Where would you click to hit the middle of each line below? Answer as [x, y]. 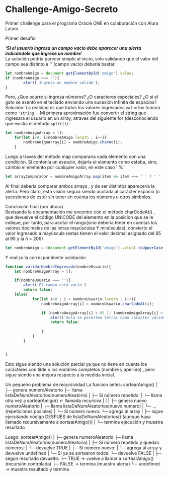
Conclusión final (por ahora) [34, 206]
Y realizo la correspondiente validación [46, 257]
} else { [21, 295]
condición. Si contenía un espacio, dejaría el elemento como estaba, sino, [81, 162]
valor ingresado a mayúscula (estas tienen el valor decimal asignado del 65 [83, 233]
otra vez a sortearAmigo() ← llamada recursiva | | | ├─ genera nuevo [76, 401]
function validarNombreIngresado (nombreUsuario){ [58, 267]
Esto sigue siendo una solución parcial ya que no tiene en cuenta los [76, 364]
